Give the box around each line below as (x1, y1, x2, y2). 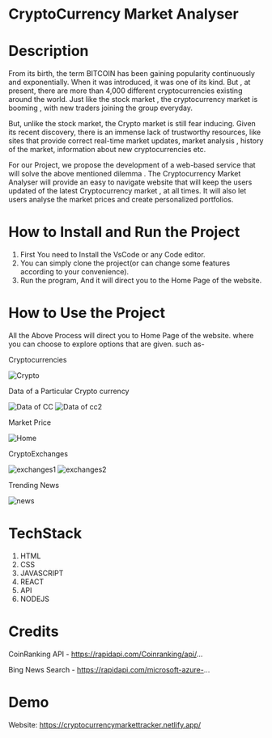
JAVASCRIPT (19, 568, 64, 578)
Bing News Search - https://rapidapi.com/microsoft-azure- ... (8, 664, 210, 674)
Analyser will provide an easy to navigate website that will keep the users (8, 177, 253, 187)
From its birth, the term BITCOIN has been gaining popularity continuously (8, 69, 255, 78)
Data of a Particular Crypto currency (8, 386, 130, 396)
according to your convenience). (19, 267, 130, 277)
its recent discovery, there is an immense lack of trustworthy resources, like (8, 127, 261, 138)
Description (8, 42, 89, 61)
